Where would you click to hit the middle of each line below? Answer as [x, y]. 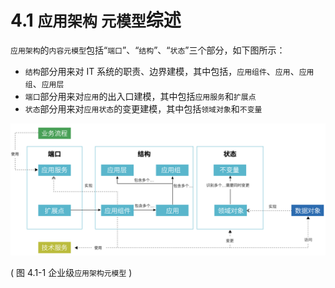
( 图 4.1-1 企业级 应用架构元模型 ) [71, 272]
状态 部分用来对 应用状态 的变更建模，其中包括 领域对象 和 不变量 [143, 108]
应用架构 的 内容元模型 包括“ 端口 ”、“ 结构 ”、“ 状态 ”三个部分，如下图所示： [148, 50]
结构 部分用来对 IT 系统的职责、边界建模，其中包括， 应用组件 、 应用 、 [162, 71]
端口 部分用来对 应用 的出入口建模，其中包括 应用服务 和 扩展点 [140, 96]
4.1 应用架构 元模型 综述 [96, 20]
